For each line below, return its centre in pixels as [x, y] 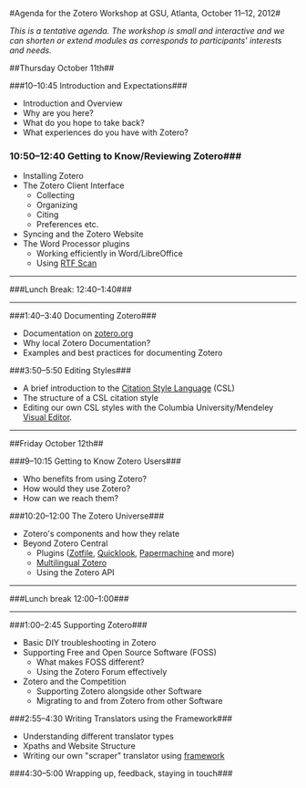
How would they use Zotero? [76, 489]
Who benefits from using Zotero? [85, 479]
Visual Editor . [47, 417]
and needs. [31, 50]
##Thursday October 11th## [62, 68]
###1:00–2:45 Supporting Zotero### [78, 625]
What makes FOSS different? [90, 662]
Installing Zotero [53, 176]
